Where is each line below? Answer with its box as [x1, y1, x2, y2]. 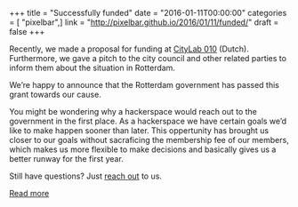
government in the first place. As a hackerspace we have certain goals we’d [9, 115, 287, 126]
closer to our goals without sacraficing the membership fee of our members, [9, 135, 289, 145]
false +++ [9, 27, 45, 36]
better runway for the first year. [9, 154, 125, 163]
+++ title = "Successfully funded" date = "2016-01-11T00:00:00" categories [9, 8, 287, 18]
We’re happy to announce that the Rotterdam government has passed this [9, 80, 280, 90]
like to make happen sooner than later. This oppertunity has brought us [9, 125, 270, 136]
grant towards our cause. [9, 89, 102, 100]
